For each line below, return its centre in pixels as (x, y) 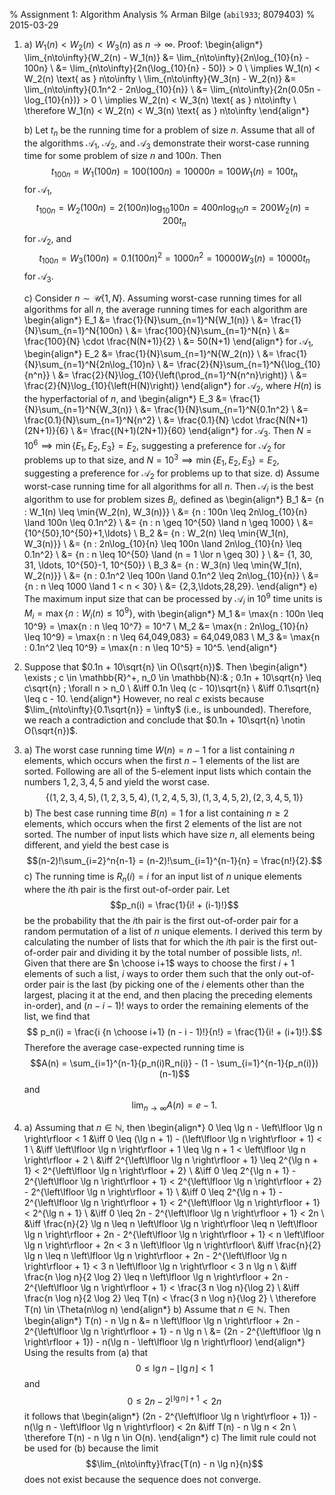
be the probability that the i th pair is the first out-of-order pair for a (161, 921)
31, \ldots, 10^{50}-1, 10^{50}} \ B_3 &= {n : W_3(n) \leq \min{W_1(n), (163, 565)
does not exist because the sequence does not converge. (142, 1480)
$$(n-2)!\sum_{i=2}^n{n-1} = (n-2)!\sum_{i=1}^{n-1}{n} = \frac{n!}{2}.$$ (174, 861)
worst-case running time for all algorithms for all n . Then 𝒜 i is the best (168, 487)
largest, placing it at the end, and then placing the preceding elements (168, 995)
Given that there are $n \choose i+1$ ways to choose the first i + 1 (159, 963)
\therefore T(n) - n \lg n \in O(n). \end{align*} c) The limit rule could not (170, 1438)
